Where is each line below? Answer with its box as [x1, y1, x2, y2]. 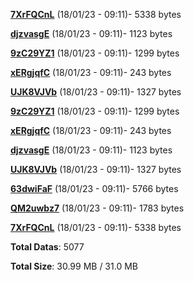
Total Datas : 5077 [10, 241, 85, 253]
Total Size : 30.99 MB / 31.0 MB [10, 260, 138, 272]
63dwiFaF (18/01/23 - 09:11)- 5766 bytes [10, 183, 179, 194]
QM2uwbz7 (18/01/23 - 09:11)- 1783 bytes [10, 202, 185, 214]
